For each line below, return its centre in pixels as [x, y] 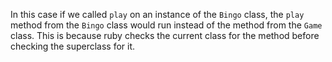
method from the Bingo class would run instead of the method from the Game [166, 25]
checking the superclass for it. [73, 46]
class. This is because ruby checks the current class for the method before [165, 35]
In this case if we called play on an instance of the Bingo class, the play [157, 14]
